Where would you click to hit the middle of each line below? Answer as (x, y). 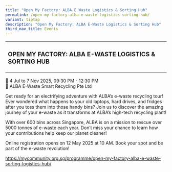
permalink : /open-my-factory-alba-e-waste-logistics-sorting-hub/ (78, 15)
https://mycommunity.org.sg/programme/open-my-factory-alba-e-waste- (83, 158)
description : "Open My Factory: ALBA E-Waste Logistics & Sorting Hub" (83, 24)
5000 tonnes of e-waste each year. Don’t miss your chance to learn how (82, 128)
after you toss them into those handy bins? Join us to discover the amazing (84, 107)
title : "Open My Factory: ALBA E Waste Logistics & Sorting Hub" (76, 10)
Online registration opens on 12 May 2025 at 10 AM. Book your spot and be (84, 143)
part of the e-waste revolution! (38, 149)
